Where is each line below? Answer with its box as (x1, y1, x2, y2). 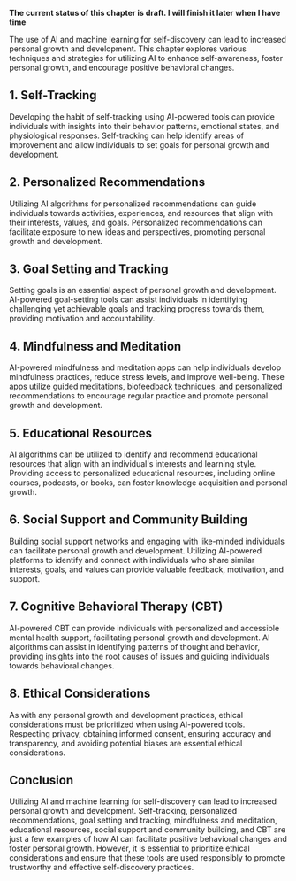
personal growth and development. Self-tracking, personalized (9, 806, 238, 816)
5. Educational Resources (9, 425, 153, 441)
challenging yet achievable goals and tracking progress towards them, (9, 304, 265, 314)
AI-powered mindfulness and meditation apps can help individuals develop (9, 362, 282, 373)
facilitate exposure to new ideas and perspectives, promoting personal (9, 226, 266, 237)
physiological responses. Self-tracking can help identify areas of (9, 130, 245, 141)
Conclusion (9, 772, 74, 787)
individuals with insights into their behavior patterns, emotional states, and (9, 120, 280, 131)
